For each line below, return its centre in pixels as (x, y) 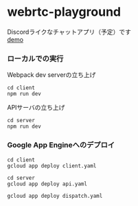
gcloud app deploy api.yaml (47, 184)
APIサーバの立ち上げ (36, 108)
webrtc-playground (64, 12)
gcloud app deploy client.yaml (52, 165)
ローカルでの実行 (35, 58)
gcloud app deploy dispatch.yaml (55, 196)
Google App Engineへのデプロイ (61, 145)
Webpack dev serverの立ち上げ (51, 75)
